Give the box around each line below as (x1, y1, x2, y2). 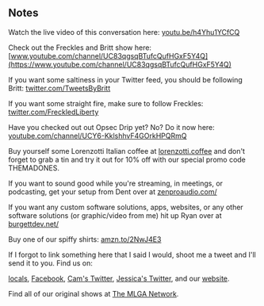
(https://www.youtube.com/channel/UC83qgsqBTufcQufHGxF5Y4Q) (8, 59, 232, 69)
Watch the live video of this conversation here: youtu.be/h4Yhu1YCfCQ (8, 27, 240, 36)
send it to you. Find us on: (8, 258, 93, 268)
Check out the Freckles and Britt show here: (8, 43, 152, 52)
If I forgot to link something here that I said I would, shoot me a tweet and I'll (8, 250, 256, 259)
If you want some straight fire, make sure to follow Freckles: (8, 98, 204, 108)
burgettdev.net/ (8, 219, 59, 228)
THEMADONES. (8, 163, 59, 173)
